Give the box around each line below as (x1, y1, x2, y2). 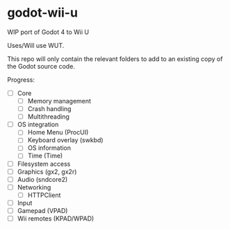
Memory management (27, 97, 92, 105)
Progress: (7, 75, 35, 84)
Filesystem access (17, 160, 71, 168)
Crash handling (27, 105, 72, 113)
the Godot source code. (7, 62, 75, 70)
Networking (17, 183, 51, 192)
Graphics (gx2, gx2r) (17, 167, 77, 176)
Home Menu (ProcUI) (27, 128, 89, 137)
